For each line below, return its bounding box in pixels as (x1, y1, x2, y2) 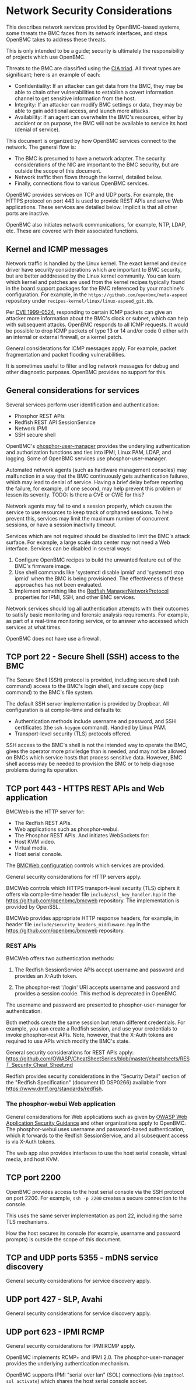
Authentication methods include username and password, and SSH (14, 718, 176, 725)
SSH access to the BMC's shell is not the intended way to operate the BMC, (6, 742, 188, 749)
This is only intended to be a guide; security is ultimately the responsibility (6, 47, 184, 54)
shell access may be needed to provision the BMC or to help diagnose (6, 760, 174, 768)
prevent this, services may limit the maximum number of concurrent (6, 515, 169, 522)
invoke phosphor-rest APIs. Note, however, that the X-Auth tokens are (6, 1032, 174, 1039)
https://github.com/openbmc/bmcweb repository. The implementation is (6, 897, 180, 904)
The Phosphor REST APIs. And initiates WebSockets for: (14, 832, 149, 839)
